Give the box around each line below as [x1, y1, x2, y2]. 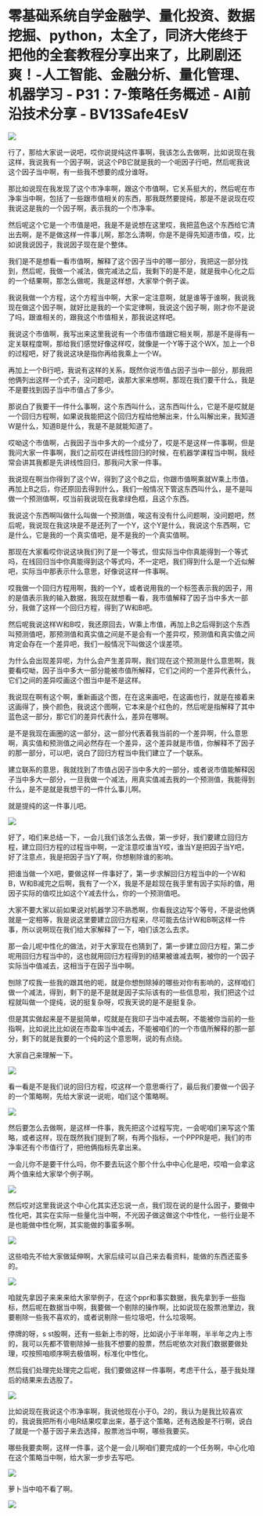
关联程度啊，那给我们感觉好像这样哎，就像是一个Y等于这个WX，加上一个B [14, 338, 256, 348]
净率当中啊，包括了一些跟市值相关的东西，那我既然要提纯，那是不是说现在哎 [8, 193, 255, 203]
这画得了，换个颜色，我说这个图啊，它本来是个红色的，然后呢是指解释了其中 [8, 702, 255, 711]
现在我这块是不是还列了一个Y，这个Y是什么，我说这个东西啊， [41, 520, 244, 530]
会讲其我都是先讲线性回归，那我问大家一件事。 [14, 457, 166, 467]
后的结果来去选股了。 [8, 1375, 77, 1384]
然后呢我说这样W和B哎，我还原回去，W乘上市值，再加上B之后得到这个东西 [8, 619, 250, 629]
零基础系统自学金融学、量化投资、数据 [8, 7, 256, 25]
